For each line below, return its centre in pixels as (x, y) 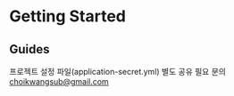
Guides (30, 49)
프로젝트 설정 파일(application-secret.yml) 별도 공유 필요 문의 (117, 72)
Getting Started (68, 16)
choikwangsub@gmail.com (59, 81)
